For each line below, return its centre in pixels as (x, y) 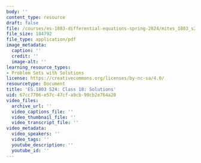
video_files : (22, 100)
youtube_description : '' (42, 145)
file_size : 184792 (29, 34)
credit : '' (25, 56)
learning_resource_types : (38, 67)
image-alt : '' (29, 61)
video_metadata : (26, 128)
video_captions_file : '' (42, 112)
